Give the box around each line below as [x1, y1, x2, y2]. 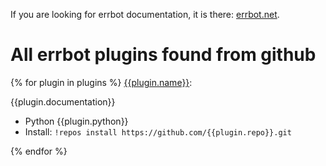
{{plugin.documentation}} [10, 95, 116, 108]
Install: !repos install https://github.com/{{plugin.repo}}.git [24, 125, 292, 138]
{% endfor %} [10, 145, 68, 157]
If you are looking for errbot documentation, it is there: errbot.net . [10, 9, 280, 20]
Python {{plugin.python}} [24, 115, 129, 127]
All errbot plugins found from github [10, 44, 317, 66]
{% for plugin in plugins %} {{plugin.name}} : [10, 76, 193, 88]
